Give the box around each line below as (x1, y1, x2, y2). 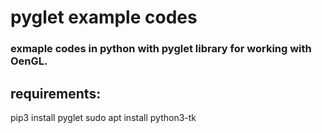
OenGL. (10, 54, 48, 68)
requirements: (10, 85, 102, 102)
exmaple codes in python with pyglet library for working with (10, 42, 312, 56)
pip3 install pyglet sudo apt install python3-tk (10, 111, 197, 123)
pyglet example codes (10, 6, 198, 29)
